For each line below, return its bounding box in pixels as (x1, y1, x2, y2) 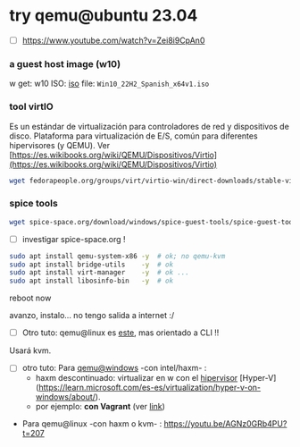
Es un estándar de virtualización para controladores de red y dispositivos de (9, 121, 290, 131)
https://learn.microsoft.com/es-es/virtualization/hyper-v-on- (38, 382, 262, 393)
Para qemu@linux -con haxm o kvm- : (21, 418, 162, 429)
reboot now (9, 292, 52, 304)
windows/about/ (35, 392, 96, 402)
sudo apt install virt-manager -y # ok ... (9, 268, 190, 277)
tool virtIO (9, 100, 54, 113)
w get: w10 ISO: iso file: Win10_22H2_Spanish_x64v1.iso (9, 78, 210, 89)
